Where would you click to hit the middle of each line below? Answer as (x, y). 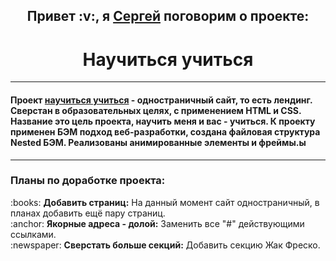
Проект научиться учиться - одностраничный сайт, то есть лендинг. (161, 100)
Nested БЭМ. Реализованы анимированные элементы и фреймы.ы (158, 142)
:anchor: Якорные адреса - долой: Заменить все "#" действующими (157, 223)
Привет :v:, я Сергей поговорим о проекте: (168, 16)
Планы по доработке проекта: (88, 181)
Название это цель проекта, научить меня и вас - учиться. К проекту (163, 121)
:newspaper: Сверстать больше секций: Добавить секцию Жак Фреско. (165, 245)
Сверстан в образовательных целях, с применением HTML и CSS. (156, 110)
